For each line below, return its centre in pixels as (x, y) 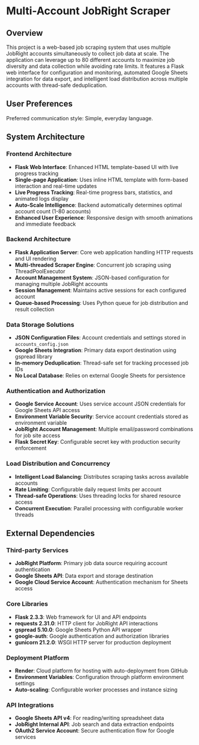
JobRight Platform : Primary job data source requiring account (91, 563)
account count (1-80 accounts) (53, 211)
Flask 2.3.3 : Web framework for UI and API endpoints (81, 617)
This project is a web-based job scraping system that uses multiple (88, 47)
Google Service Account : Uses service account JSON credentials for (100, 404)
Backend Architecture (39, 239)
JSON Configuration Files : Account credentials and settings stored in (100, 338)
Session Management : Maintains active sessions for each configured (100, 290)
